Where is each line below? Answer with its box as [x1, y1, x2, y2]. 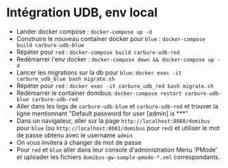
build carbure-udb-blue [16, 42, 85, 48]
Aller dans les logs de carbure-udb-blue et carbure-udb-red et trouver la [16, 102, 218, 110]
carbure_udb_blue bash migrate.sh [16, 75, 115, 83]
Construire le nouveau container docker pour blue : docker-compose [16, 34, 206, 42]
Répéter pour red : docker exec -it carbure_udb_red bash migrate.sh [16, 81, 214, 89]
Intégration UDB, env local [6, 5, 158, 20]
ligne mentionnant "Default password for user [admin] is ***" [16, 109, 189, 117]
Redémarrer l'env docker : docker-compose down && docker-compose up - [16, 55, 220, 63]
